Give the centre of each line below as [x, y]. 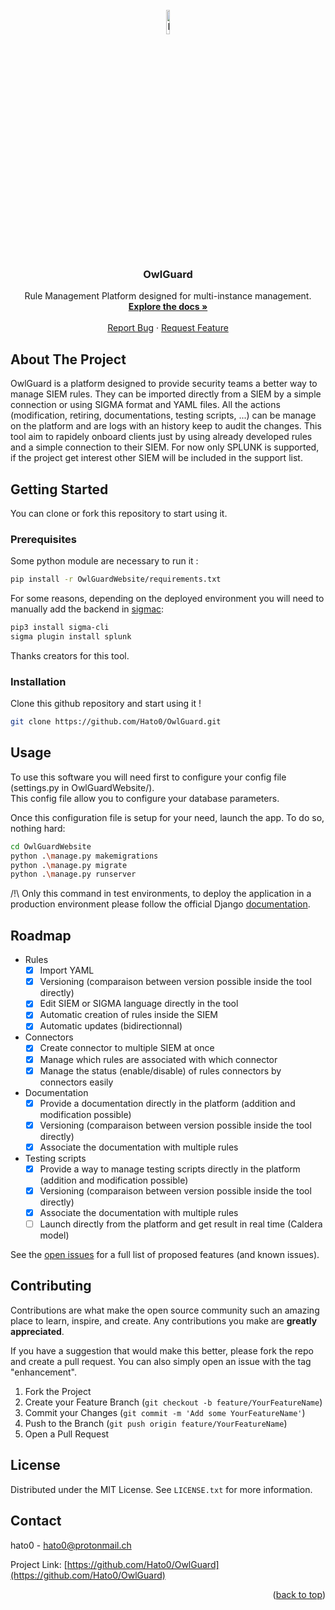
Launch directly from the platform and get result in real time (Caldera [181, 1224]
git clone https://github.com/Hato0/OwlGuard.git [116, 722]
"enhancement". [44, 1372]
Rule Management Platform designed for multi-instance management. [168, 296]
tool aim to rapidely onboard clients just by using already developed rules [161, 437]
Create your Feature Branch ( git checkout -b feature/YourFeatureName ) [173, 1402]
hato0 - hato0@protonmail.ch [71, 1545]
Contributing [51, 1286]
